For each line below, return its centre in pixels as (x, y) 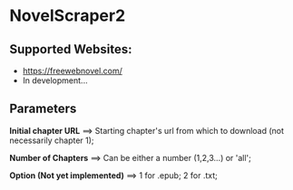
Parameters (43, 109)
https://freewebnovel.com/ (72, 71)
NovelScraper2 (68, 16)
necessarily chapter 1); (52, 140)
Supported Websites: (71, 49)
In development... (55, 81)
